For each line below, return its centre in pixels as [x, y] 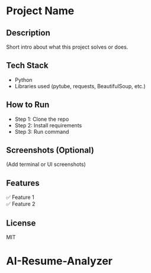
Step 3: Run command [42, 131]
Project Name [40, 11]
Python [23, 80]
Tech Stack [27, 65]
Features [23, 183]
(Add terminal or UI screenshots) [46, 165]
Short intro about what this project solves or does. [67, 47]
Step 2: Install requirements [48, 125]
